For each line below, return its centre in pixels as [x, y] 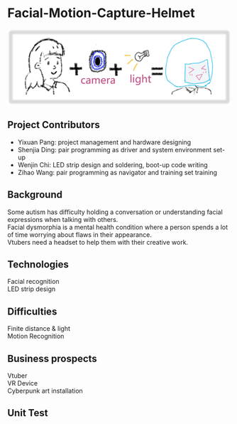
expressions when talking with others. [63, 219]
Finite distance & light [39, 329]
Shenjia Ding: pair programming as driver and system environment [115, 149]
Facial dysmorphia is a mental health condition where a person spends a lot [118, 227]
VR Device [23, 383]
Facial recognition [33, 282]
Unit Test [28, 413]
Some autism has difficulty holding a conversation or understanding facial [115, 212]
